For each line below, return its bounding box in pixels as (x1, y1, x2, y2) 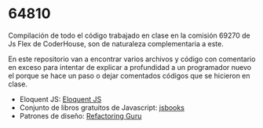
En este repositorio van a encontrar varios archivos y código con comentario (8, 54, 256, 64)
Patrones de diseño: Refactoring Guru (19, 111, 142, 120)
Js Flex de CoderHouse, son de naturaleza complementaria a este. (8, 38, 224, 48)
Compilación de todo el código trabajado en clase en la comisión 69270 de (8, 31, 250, 40)
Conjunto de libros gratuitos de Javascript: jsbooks (19, 103, 184, 112)
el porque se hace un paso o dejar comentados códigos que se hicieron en (8, 71, 250, 80)
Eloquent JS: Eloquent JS (19, 94, 102, 104)
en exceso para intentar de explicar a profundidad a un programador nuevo (8, 62, 252, 71)
